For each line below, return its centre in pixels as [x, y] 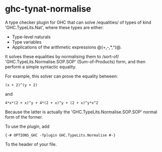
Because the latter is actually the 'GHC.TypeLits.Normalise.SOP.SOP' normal [81, 112]
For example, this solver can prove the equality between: [62, 76]
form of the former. [24, 117]
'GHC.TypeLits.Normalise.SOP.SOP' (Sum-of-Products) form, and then [75, 61]
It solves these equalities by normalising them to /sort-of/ [62, 56]
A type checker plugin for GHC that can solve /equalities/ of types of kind [78, 22]
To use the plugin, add [27, 126]
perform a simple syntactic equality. [41, 67]
